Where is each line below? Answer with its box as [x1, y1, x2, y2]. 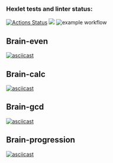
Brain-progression [6, 135, 76, 145]
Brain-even [6, 36, 49, 46]
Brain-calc [6, 69, 46, 79]
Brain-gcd [6, 102, 44, 112]
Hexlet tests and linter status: [6, 5, 93, 13]
